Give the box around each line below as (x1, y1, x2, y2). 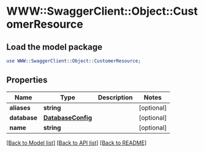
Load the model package (6, 42, 103, 52)
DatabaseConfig (43, 113, 93, 122)
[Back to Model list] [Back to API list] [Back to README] (6, 139, 147, 146)
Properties (6, 75, 48, 85)
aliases (9, 103, 31, 112)
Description (97, 93, 133, 102)
